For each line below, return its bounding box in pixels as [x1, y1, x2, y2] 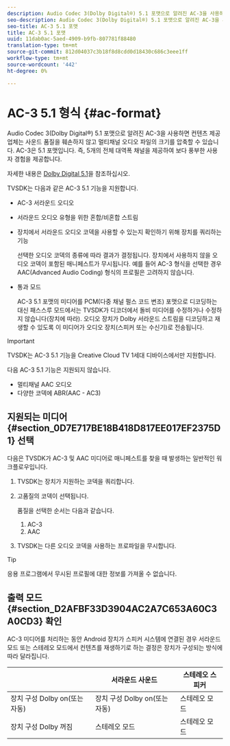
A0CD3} [7, 615, 43, 627]
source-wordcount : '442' [7, 61, 78, 68]
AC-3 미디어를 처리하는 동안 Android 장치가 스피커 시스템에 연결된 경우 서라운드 [7, 635, 221, 643]
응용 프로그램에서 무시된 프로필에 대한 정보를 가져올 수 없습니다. [7, 569, 177, 578]
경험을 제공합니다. [14, 155, 62, 163]
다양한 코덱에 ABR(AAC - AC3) [16, 389, 101, 397]
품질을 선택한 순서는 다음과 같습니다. [16, 506, 114, 515]
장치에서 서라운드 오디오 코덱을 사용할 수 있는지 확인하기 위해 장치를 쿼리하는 [16, 228, 222, 236]
